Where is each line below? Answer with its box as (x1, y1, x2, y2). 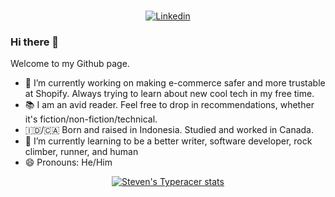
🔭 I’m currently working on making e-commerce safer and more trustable (24, 77, 326, 89)
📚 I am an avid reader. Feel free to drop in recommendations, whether (24, 99, 315, 111)
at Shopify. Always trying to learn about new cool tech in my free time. (24, 88, 315, 100)
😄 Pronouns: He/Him (24, 156, 113, 169)
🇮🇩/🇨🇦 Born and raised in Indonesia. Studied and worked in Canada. (24, 124, 314, 136)
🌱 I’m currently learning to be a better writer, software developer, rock (24, 135, 313, 147)
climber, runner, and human (24, 146, 139, 158)
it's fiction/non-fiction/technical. (24, 113, 158, 125)
